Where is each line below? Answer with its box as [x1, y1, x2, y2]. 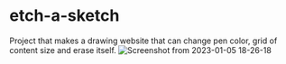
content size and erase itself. [9, 44, 117, 55]
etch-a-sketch [9, 5, 120, 26]
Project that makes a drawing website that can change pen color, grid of [9, 35, 278, 46]
